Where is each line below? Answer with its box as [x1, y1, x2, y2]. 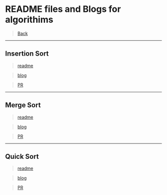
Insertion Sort [5, 50, 49, 58]
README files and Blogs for [5, 3, 121, 15]
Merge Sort [5, 101, 41, 110]
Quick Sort [5, 152, 39, 161]
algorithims [5, 14, 54, 25]
